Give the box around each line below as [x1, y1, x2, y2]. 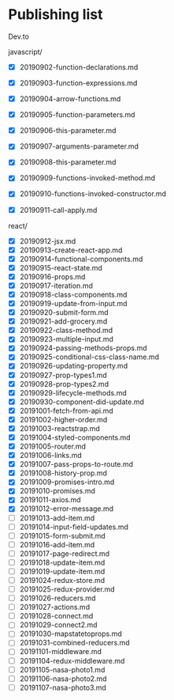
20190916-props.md [19, 271, 86, 282]
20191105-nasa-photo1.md [19, 664, 106, 674]
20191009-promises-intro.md [19, 477, 115, 487]
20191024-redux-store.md [19, 575, 105, 585]
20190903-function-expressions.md [19, 78, 138, 88]
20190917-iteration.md [19, 281, 93, 290]
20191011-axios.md [19, 495, 81, 505]
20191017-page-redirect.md [19, 548, 110, 558]
